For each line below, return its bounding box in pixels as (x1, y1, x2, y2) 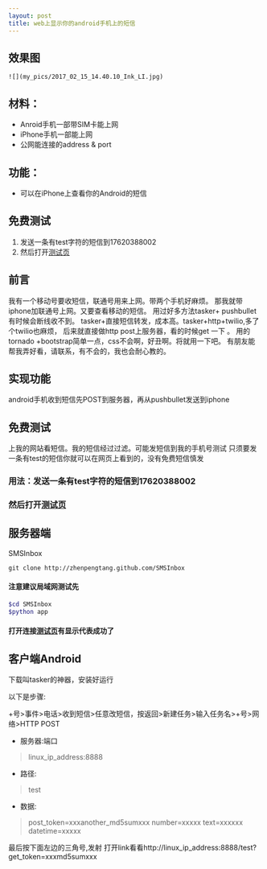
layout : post (8, 11, 52, 20)
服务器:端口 (19, 736, 58, 746)
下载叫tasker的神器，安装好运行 (8, 675, 114, 685)
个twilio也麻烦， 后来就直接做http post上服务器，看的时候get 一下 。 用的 (8, 326, 251, 336)
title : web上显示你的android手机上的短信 (8, 19, 136, 27)
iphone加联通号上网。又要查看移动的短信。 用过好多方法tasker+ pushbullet (8, 306, 257, 315)
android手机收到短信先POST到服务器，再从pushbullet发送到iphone (8, 395, 230, 405)
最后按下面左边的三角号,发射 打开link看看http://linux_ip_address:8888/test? (8, 842, 257, 853)
